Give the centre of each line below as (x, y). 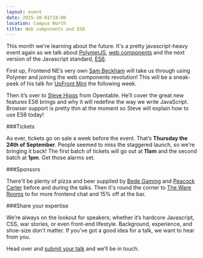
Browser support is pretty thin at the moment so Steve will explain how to (98, 108)
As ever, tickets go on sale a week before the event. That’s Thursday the (97, 138)
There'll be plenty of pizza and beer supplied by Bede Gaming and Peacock (101, 181)
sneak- (182, 77)
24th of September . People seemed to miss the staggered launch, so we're (101, 145)
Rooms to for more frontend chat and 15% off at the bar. (76, 194)
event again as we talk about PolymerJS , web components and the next (95, 53)
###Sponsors (23, 169)
